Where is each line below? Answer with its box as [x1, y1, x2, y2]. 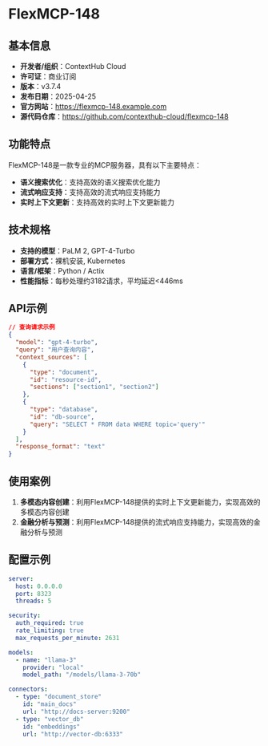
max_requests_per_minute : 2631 [15, 634, 120, 642]
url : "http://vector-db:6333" [22, 730, 124, 738]
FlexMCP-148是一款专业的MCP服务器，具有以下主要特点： [8, 160, 202, 169]
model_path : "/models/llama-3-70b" [22, 671, 142, 679]
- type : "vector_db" [15, 715, 84, 723]
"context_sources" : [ [15, 353, 88, 361]
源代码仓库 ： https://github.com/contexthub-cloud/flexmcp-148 [19, 111, 230, 121]
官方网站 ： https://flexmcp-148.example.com [19, 102, 167, 111]
